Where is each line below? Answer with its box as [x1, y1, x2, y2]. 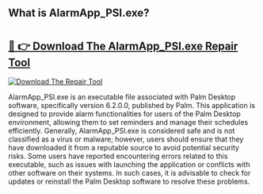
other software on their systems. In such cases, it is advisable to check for [8, 169, 251, 177]
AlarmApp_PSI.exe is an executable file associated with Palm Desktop [8, 92, 236, 102]
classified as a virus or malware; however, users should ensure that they [8, 134, 244, 144]
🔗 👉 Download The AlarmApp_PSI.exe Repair [8, 39, 238, 52]
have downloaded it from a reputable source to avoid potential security [8, 143, 240, 152]
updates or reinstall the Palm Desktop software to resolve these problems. [8, 177, 250, 186]
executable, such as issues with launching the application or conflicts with [8, 160, 251, 169]
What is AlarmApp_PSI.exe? [8, 6, 150, 20]
